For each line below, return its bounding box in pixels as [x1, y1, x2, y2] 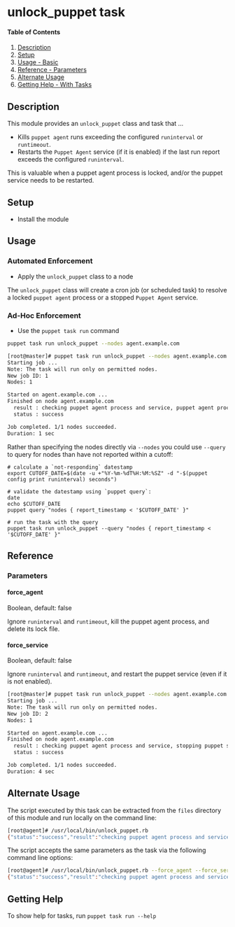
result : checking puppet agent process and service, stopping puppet [13, 742, 224, 749]
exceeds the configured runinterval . [17, 155, 124, 164]
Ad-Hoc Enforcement [7, 311, 82, 320]
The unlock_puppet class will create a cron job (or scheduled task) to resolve [7, 285, 227, 294]
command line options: [7, 854, 73, 862]
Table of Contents [7, 27, 61, 36]
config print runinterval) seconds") [7, 476, 117, 483]
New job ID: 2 [7, 710, 49, 717]
